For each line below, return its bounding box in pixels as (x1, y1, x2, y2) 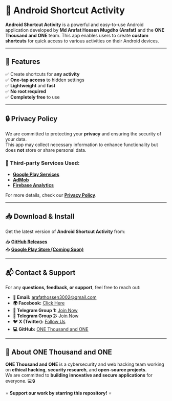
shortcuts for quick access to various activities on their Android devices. (5, 38, 159, 44)
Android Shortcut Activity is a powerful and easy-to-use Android (5, 21, 144, 28)
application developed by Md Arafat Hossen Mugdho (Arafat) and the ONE (5, 27, 165, 33)
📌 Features (5, 57, 40, 66)
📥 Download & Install (5, 212, 75, 221)
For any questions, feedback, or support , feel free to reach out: (5, 285, 141, 291)
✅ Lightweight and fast (5, 82, 56, 88)
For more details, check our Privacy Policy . (5, 192, 97, 198)
